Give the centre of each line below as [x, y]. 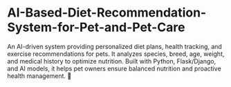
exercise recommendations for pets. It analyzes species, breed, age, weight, [116, 54]
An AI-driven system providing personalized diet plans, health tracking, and [115, 46]
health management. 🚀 [39, 76]
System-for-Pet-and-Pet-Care [96, 27]
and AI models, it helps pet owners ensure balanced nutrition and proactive [114, 68]
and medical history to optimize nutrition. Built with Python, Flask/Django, [112, 61]
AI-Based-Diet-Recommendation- [107, 13]
